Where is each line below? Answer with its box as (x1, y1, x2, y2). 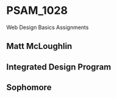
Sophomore (6, 82, 52, 93)
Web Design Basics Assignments (6, 24, 89, 31)
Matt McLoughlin (6, 41, 73, 51)
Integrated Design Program (6, 62, 112, 72)
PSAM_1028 (6, 4, 68, 18)
